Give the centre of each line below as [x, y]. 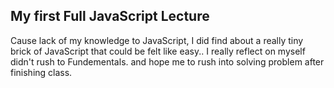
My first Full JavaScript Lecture [110, 16]
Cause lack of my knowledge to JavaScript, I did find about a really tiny [157, 40]
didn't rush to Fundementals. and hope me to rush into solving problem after [167, 61]
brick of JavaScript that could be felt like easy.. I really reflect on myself [158, 51]
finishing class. [41, 72]
